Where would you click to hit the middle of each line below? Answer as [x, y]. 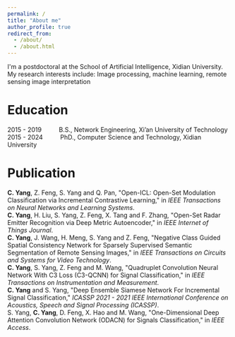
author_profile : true [39, 27]
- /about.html [34, 47]
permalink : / [26, 14]
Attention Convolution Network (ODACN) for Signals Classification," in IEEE [116, 320]
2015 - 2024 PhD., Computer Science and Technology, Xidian [104, 137]
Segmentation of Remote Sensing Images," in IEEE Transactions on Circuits [117, 252]
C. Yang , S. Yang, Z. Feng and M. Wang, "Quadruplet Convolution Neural [113, 267]
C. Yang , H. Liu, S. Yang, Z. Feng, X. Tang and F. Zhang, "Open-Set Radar [114, 215]
